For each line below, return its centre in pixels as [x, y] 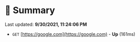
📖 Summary [30, 10]
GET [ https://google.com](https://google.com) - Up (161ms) [74, 34]
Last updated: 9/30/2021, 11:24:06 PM [46, 24]
